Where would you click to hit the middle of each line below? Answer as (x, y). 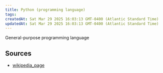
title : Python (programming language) (45, 10)
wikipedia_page (28, 66)
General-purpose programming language (47, 38)
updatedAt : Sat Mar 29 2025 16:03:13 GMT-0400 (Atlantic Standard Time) (82, 24)
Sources (18, 53)
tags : (11, 14)
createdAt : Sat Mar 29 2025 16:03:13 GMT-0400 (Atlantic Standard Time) (82, 19)
